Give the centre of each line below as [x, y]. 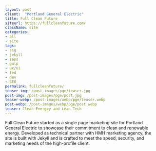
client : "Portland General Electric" [44, 14]
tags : [10, 46]
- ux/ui [13, 68]
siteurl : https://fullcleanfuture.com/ [46, 23]
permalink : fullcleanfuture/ [35, 86]
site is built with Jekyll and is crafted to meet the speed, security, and [75, 138]
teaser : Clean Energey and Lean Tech [43, 109]
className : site [21, 28]
